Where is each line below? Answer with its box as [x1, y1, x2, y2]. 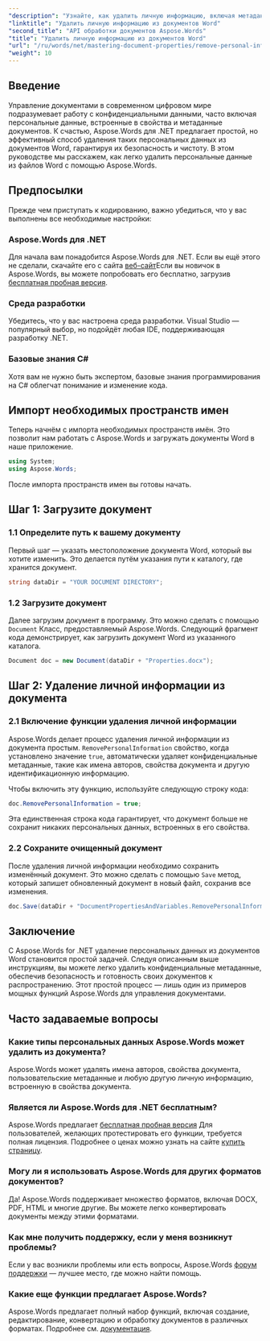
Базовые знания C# [8, 354, 89, 365]
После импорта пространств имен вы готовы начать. [8, 480, 192, 490]
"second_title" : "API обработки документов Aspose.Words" [8, 27, 207, 35]
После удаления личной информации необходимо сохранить [8, 861, 219, 871]
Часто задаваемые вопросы [8, 1012, 159, 1025]
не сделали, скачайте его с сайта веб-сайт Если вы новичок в [8, 260, 221, 270]
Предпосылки [8, 184, 84, 197]
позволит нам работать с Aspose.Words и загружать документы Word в [8, 433, 255, 443]
